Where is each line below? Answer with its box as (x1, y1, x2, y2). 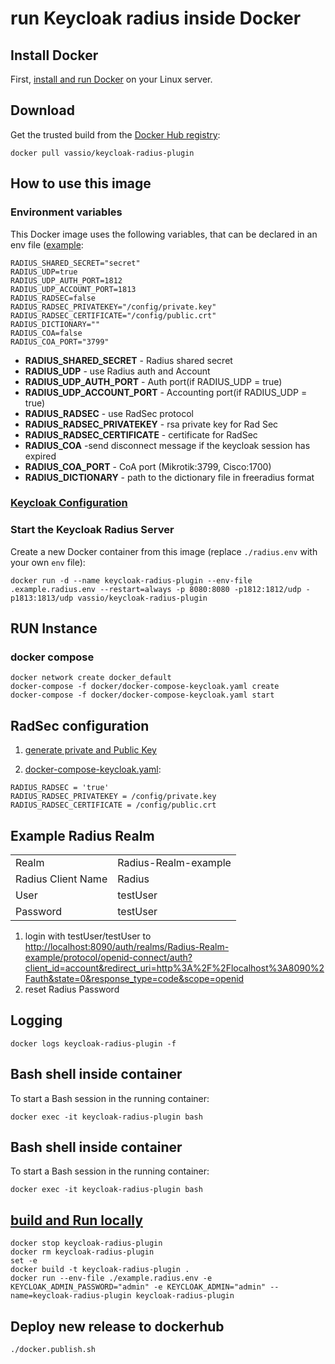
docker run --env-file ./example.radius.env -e (10, 1273, 213, 1284)
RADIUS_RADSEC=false (10, 293, 97, 303)
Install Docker (10, 47, 99, 64)
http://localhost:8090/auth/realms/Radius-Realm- (24, 941, 230, 953)
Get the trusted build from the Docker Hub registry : (10, 128, 221, 141)
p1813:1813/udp (10, 593, 74, 603)
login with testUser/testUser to (24, 930, 152, 942)
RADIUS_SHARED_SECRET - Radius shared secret (24, 354, 233, 366)
